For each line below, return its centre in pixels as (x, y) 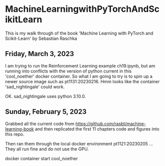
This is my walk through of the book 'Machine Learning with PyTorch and (79, 33)
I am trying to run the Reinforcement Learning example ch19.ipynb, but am (80, 66)
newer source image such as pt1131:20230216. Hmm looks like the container (82, 81)
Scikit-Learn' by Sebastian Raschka (41, 38)
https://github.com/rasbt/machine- (111, 124)
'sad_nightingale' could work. (35, 87)
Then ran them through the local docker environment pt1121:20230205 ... (79, 143)
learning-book (20, 129)
